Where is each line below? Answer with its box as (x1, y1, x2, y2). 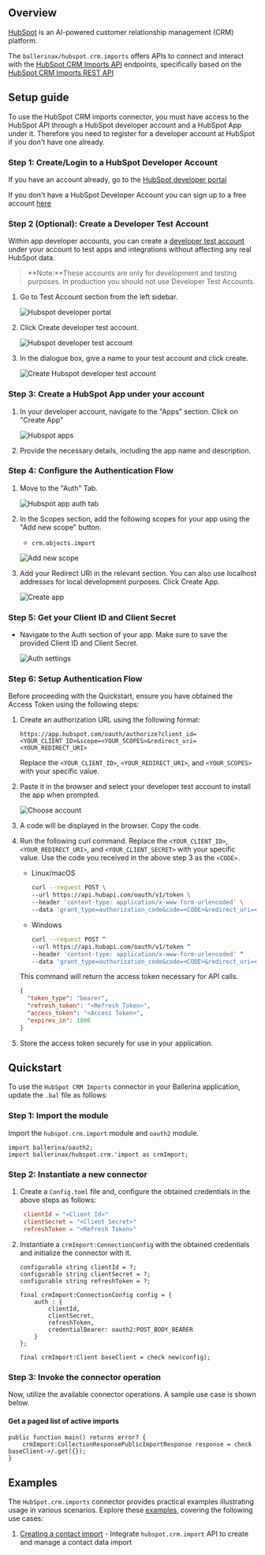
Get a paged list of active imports (8, 1416, 120, 1425)
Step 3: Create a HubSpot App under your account (8, 389, 205, 400)
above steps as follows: (19, 1195, 97, 1205)
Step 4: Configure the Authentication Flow (8, 465, 174, 476)
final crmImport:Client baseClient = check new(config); (19, 1353, 211, 1361)
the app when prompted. (19, 791, 100, 800)
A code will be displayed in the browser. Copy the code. (19, 821, 201, 830)
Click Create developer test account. (19, 323, 140, 332)
